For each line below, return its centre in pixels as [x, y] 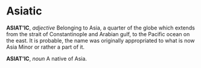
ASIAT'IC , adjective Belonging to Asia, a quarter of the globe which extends [101, 28]
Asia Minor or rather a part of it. [46, 47]
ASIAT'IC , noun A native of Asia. [47, 58]
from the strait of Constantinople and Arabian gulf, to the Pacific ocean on [98, 34]
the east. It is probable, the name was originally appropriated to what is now [101, 40]
